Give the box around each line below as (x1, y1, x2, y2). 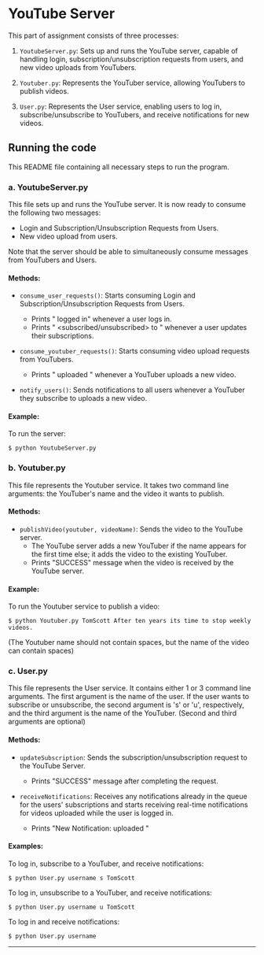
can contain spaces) (8, 646, 75, 656)
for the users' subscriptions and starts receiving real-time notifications (19, 800, 248, 809)
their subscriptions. (31, 331, 94, 341)
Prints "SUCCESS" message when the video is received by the (31, 557, 234, 567)
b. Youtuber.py (8, 462, 66, 473)
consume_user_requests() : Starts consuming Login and (19, 291, 196, 300)
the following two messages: (8, 208, 101, 217)
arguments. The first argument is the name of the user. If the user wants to (8, 692, 250, 701)
